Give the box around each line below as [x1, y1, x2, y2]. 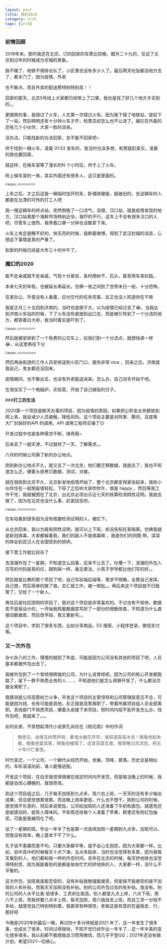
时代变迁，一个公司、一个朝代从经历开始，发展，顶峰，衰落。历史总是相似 [5, 757, 158, 763]
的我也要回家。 [5, 151, 36, 157]
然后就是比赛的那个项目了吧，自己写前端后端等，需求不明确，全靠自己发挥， [5, 576, 162, 582]
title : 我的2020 [5, 12, 37, 17]
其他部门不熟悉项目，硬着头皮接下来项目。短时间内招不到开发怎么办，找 [13, 707, 162, 713]
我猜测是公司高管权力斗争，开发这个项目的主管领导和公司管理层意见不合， [5, 694, 158, 701]
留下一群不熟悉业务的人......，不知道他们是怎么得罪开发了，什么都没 [18, 678, 157, 684]
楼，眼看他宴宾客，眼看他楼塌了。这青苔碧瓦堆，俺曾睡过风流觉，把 [17, 740, 157, 746]
